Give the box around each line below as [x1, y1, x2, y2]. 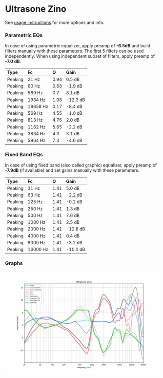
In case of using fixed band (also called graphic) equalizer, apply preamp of [5, 162, 157, 168]
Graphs [5, 260, 23, 267]
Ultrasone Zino [5, 3, 67, 15]
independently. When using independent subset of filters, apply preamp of [5, 53, 155, 59]
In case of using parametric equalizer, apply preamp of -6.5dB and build [5, 43, 150, 49]
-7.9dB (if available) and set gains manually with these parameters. [5, 168, 140, 173]
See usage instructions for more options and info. [5, 20, 105, 25]
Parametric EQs [5, 32, 43, 39]
